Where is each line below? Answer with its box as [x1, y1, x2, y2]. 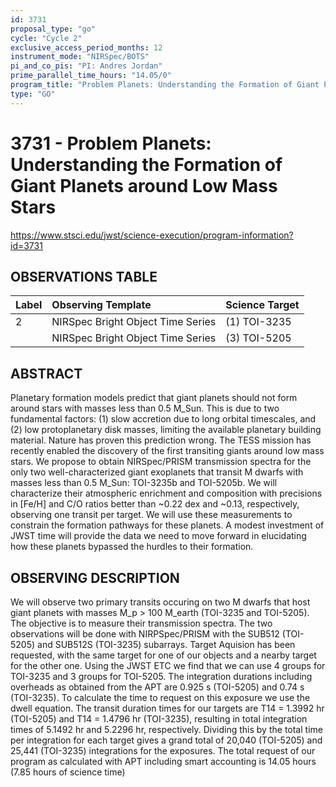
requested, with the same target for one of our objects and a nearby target [10, 649, 317, 661]
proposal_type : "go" [10, 24, 97, 34]
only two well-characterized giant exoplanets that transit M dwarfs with [10, 466, 304, 478]
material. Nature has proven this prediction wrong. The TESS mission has [10, 434, 312, 446]
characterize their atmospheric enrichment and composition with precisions [10, 487, 323, 500]
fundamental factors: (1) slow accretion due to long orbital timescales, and [10, 413, 317, 425]
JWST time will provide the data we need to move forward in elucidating [10, 530, 307, 542]
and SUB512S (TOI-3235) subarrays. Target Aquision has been [37, 639, 296, 650]
